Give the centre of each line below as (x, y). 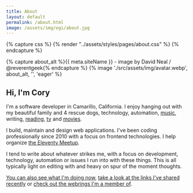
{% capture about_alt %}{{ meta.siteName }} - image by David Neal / (89, 62)
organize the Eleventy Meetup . (43, 143)
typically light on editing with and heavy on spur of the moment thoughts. (94, 166)
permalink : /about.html (35, 22)
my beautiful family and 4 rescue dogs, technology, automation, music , (91, 113)
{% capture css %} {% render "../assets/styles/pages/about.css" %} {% (93, 44)
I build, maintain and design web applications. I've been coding (82, 130)
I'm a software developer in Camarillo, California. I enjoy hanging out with (94, 107)
